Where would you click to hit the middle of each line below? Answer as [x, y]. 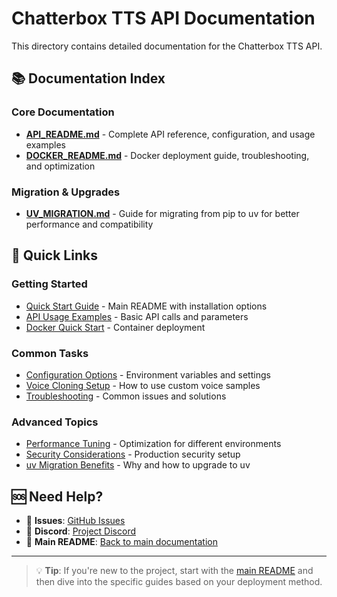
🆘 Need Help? [57, 496]
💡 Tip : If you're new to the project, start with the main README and [174, 571]
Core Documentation [63, 112]
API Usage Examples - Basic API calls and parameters [137, 316]
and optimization [60, 166]
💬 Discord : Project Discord [81, 531]
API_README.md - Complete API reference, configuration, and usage [170, 134]
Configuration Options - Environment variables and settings [148, 374]
